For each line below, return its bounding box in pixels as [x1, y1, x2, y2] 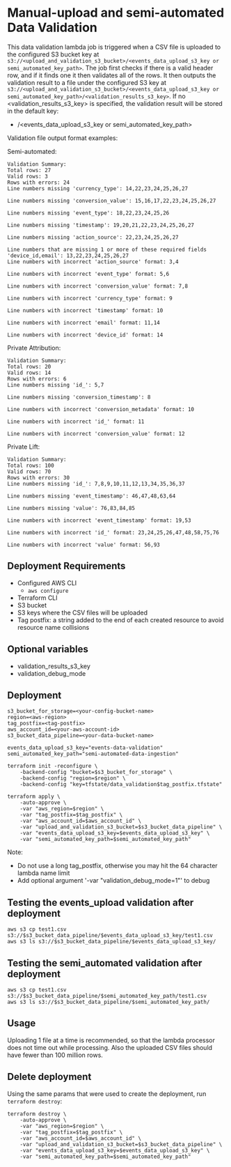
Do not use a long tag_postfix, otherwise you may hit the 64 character [17, 862, 218, 870]
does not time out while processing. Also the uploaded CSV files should [7, 1043, 213, 1051]
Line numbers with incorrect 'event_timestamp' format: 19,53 [7, 517, 191, 524]
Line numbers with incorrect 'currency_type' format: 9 [7, 295, 173, 302]
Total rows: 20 [7, 363, 51, 370]
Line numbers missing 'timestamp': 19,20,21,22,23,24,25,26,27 [7, 222, 195, 229]
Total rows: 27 [7, 167, 51, 173]
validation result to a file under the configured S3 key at [7, 78, 167, 86]
